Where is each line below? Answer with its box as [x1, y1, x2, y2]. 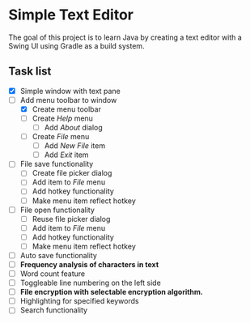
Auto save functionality [19, 250, 97, 260]
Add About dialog [44, 123, 103, 132]
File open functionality [19, 205, 95, 215]
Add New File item [44, 141, 106, 151]
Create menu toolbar [32, 104, 101, 114]
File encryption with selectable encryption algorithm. [19, 287, 204, 297]
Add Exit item [44, 150, 89, 159]
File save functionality [19, 159, 94, 169]
